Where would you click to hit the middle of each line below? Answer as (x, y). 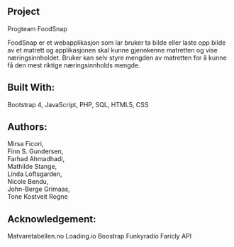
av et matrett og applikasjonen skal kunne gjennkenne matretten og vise (112, 50)
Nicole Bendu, (28, 182)
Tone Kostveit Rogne (38, 197)
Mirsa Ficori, (26, 144)
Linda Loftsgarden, (35, 174)
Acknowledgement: (52, 219)
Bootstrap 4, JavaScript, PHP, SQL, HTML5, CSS (78, 104)
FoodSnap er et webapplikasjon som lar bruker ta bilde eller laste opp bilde (117, 43)
